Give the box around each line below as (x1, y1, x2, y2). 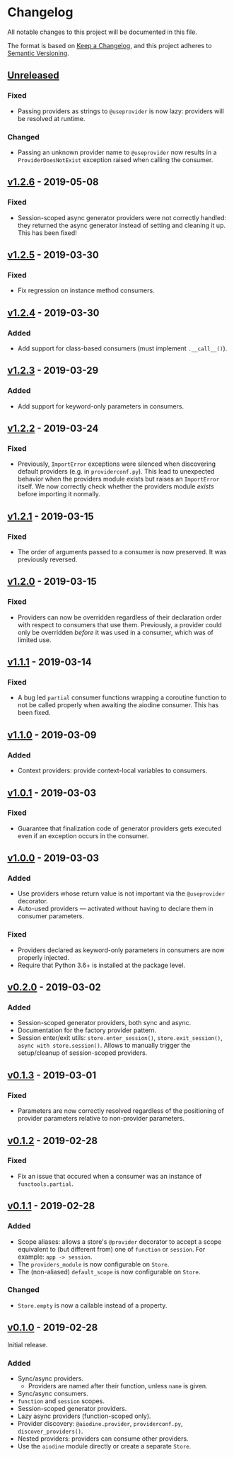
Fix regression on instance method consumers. (17, 286, 155, 295)
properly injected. (17, 953, 69, 961)
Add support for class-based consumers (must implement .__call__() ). (17, 344, 228, 353)
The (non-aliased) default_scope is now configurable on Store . (17, 1267, 201, 1276)
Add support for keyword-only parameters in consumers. (17, 401, 185, 411)
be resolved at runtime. (17, 114, 86, 122)
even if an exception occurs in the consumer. (17, 831, 149, 840)
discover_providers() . (17, 1427, 83, 1435)
